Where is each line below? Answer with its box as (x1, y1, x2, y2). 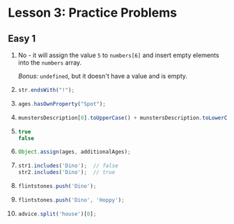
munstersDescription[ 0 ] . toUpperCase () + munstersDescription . (17, 114, 203, 121)
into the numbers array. (17, 58, 82, 67)
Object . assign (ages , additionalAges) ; (17, 148, 131, 156)
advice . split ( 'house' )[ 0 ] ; (17, 210, 97, 217)
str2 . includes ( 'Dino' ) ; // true (17, 169, 116, 176)
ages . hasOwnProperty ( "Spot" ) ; (17, 100, 107, 107)
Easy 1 (8, 33, 36, 45)
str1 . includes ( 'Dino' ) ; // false (17, 162, 118, 170)
